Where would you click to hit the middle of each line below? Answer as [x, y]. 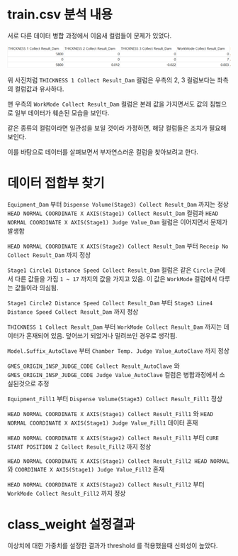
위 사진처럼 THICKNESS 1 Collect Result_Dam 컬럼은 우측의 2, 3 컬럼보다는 [112, 80]
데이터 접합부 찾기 [56, 183]
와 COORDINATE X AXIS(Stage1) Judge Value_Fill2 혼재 [86, 469]
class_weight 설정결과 [71, 524]
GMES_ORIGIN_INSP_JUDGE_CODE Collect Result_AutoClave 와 [94, 366]
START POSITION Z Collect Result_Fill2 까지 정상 [79, 446]
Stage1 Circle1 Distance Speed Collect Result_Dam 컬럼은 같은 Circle [110, 270]
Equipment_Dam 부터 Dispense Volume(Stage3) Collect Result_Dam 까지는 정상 [118, 204]
